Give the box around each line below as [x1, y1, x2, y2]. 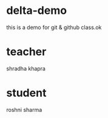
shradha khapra [6, 65, 46, 72]
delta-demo [6, 4, 67, 18]
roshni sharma [6, 106, 42, 113]
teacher [6, 45, 47, 59]
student [6, 86, 47, 100]
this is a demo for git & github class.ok [6, 24, 102, 31]
